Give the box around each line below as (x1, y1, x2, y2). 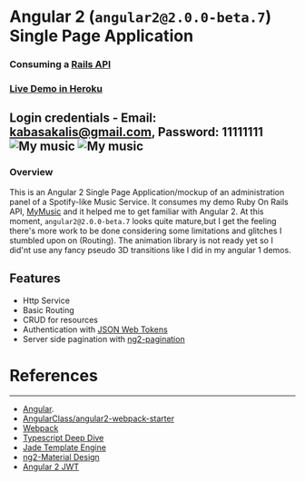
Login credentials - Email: (9, 111, 157, 126)
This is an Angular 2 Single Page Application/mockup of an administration (9, 186, 285, 197)
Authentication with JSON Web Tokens (22, 324, 168, 335)
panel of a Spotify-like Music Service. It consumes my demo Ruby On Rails (9, 196, 289, 207)
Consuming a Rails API (9, 58, 112, 71)
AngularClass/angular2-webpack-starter (22, 413, 175, 424)
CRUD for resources (22, 314, 98, 325)
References (9, 365, 98, 386)
